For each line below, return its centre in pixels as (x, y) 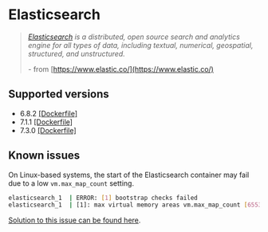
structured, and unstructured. (76, 53)
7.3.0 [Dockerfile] (48, 130)
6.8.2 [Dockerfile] (49, 113)
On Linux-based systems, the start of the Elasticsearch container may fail (129, 175)
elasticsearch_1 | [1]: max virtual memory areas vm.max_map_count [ (128, 205)
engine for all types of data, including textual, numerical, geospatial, (140, 45)
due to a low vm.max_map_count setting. (71, 183)
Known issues (44, 156)
